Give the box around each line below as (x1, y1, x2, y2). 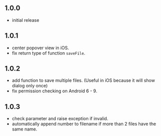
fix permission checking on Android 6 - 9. (11, 88, 98, 94)
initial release (11, 17, 39, 23)
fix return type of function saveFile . (11, 50, 86, 56)
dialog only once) (11, 83, 48, 89)
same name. (11, 126, 38, 132)
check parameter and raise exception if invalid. (11, 116, 108, 122)
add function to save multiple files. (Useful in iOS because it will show (11, 77, 155, 83)
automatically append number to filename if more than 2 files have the (11, 121, 157, 127)
